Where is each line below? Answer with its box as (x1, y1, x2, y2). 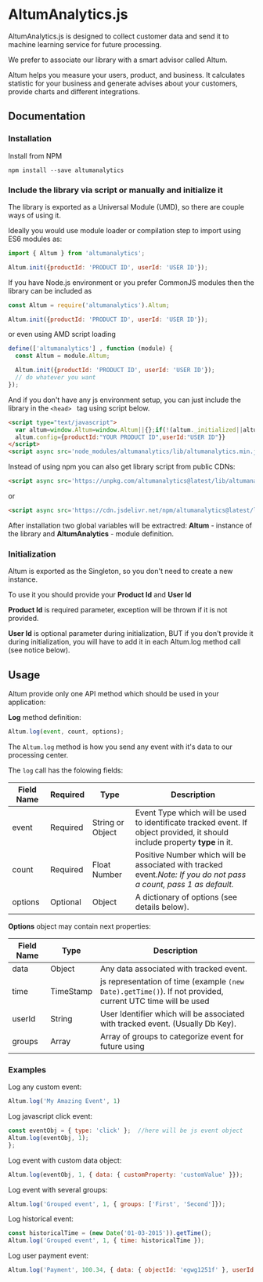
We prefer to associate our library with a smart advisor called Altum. (8, 55, 228, 64)
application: (8, 697, 46, 707)
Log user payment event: (8, 1251, 88, 1261)
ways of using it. (8, 210, 61, 220)
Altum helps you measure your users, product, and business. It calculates (8, 70, 245, 79)
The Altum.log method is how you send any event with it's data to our (8, 742, 232, 751)
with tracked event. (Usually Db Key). (100, 1018, 237, 1029)
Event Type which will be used (135, 807, 247, 818)
